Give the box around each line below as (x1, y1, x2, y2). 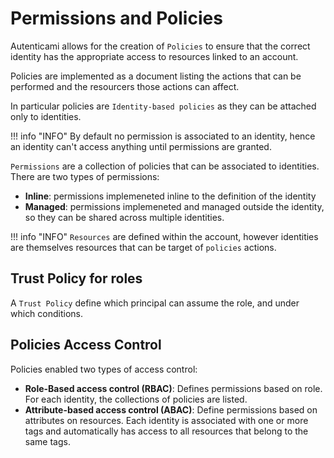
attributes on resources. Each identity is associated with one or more (24, 414, 309, 426)
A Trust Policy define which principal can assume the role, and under (10, 297, 300, 309)
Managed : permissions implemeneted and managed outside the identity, (24, 200, 325, 212)
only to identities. (10, 110, 82, 122)
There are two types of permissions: (10, 170, 160, 182)
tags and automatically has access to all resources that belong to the (24, 425, 309, 437)
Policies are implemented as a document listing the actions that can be (10, 70, 302, 82)
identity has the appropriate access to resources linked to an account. (10, 50, 299, 62)
